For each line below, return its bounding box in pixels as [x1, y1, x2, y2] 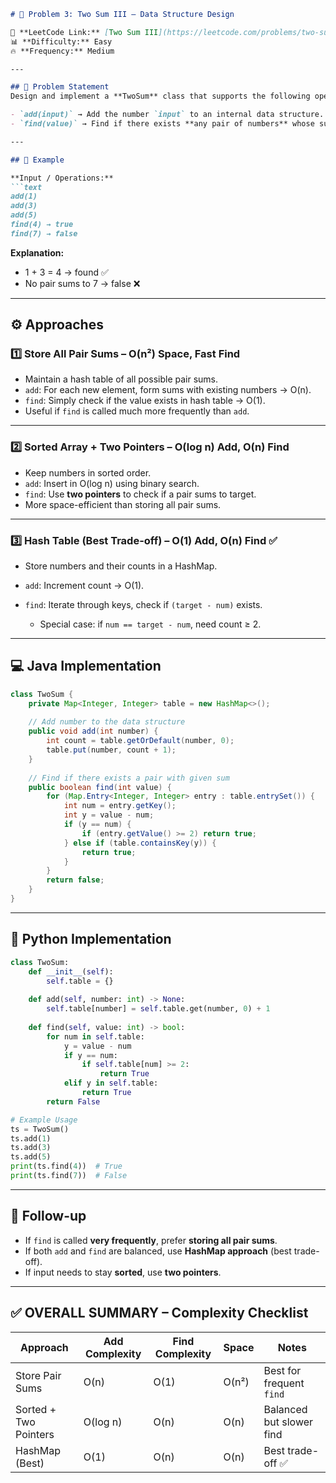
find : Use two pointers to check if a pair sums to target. [24, 488, 257, 500]
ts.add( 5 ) [10, 1152, 52, 1162]
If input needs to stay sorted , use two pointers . [24, 1266, 222, 1278]
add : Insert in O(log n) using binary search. [24, 477, 200, 489]
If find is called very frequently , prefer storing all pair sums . [24, 1234, 278, 1246]
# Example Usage [10, 1115, 78, 1125]
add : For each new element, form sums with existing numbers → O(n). [24, 384, 312, 396]
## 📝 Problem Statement [10, 82, 110, 92]
